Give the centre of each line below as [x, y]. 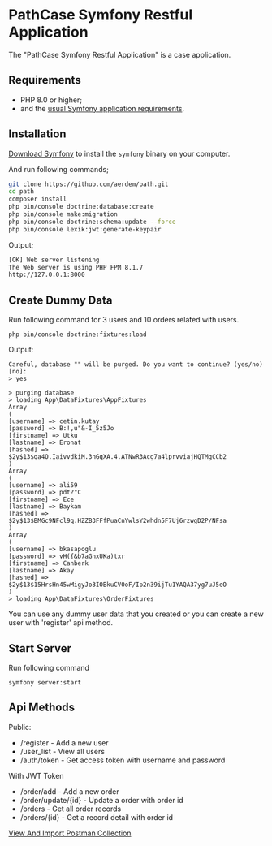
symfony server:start [45, 682]
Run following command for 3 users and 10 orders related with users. [124, 320]
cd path [22, 192]
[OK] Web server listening [54, 260]
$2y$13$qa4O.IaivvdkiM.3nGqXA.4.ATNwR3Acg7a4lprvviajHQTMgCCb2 [118, 457]
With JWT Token [36, 775]
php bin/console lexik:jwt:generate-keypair [85, 229]
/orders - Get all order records [71, 809]
